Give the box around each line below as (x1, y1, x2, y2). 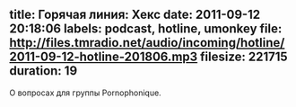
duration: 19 (9, 63, 78, 79)
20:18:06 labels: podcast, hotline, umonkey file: (9, 22, 283, 37)
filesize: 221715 (200, 49, 289, 65)
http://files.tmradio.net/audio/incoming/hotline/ (9, 35, 285, 50)
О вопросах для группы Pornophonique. (9, 87, 161, 98)
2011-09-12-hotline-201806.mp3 (9, 49, 198, 65)
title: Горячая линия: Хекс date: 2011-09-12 (9, 7, 261, 22)
